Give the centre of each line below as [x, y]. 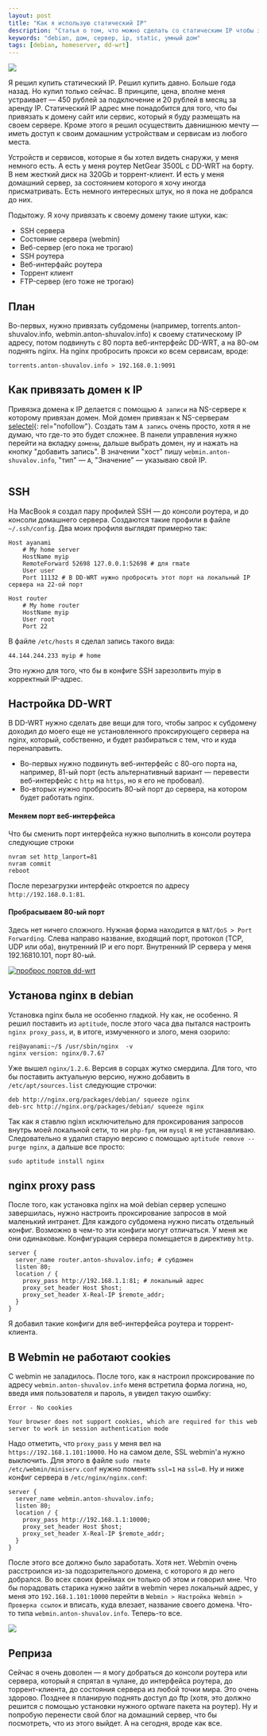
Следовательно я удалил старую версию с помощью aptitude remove [126, 1138]
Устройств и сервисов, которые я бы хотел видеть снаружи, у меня [124, 158]
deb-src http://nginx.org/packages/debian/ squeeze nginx [106, 1107]
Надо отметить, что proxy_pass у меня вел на [85, 1444]
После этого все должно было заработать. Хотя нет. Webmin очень [123, 1562]
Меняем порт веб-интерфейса [62, 815]
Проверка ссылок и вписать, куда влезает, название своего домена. [122, 1605]
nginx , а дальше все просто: [77, 1147]
